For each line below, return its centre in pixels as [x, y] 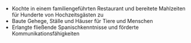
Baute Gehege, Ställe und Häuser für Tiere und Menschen [82, 21]
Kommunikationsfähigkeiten [46, 34]
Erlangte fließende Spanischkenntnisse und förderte [75, 27]
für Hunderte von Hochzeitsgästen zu [58, 15]
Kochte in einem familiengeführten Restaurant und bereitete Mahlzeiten [98, 9]
